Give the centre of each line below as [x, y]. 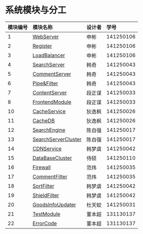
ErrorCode [45, 223]
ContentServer [50, 93]
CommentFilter [50, 176]
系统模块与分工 [36, 10]
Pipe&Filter [45, 83]
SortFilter [44, 186]
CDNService [47, 148]
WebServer [46, 36]
